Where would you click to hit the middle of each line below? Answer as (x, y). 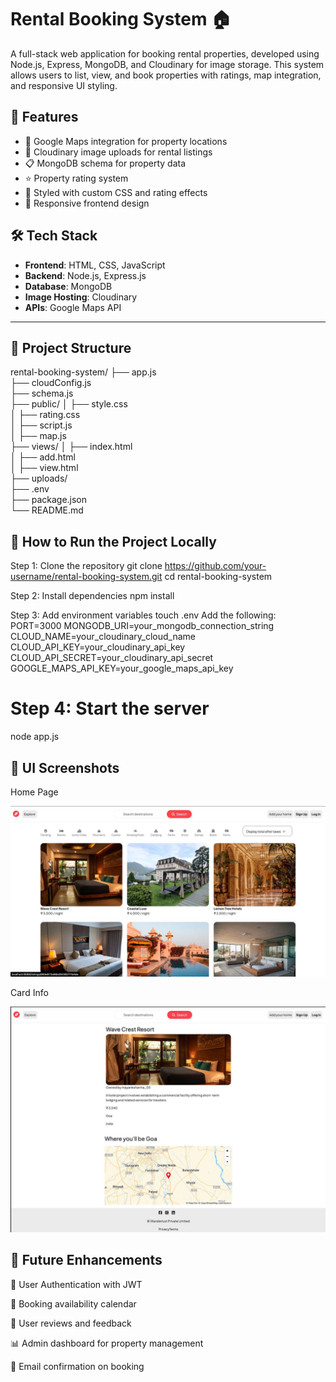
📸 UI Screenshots (65, 767)
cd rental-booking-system (218, 577)
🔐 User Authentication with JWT (76, 1284)
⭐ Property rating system (76, 178)
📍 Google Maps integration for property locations (126, 141)
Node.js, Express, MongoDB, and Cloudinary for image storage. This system (167, 64)
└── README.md (47, 510)
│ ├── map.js (38, 436)
